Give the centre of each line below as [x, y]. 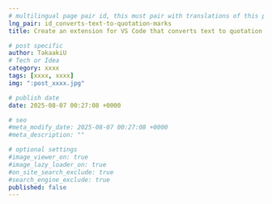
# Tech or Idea [34, 61]
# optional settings [43, 150]
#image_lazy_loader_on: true [57, 164]
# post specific [36, 45]
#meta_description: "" [47, 135]
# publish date [34, 98]
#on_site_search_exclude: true [61, 172]
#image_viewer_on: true [49, 157]
